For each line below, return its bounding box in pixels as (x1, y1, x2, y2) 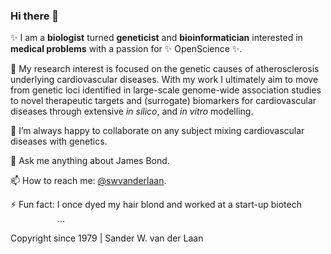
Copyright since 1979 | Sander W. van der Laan (10, 232, 204, 244)
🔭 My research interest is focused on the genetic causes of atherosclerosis (10, 63, 320, 75)
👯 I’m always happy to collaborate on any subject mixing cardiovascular (10, 125, 305, 137)
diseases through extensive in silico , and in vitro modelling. (10, 105, 254, 118)
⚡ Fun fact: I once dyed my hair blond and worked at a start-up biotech (10, 199, 302, 211)
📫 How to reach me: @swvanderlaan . (10, 175, 167, 187)
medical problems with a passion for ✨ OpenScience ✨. (10, 43, 243, 55)
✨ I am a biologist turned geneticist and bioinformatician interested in (10, 32, 303, 44)
